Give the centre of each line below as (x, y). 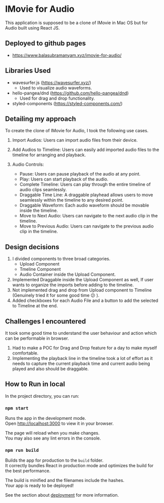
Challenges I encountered (46, 321)
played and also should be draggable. (50, 369)
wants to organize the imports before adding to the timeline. (73, 285)
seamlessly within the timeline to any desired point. (71, 200)
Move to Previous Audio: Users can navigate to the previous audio (87, 226)
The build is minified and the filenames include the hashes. (65, 480)
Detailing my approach (41, 119)
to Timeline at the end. (35, 306)
